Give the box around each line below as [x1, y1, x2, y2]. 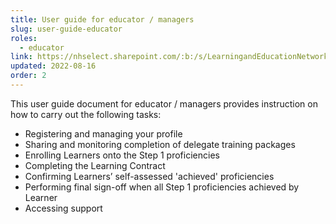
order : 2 [10, 71, 47, 81]
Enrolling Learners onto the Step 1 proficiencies [24, 149, 220, 161]
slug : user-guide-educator [10, 24, 123, 34]
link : [10, 52, 33, 62]
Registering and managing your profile [24, 127, 183, 140]
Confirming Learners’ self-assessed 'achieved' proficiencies [24, 170, 275, 182]
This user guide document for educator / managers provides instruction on [10, 97, 318, 110]
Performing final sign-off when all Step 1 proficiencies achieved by [24, 181, 300, 193]
